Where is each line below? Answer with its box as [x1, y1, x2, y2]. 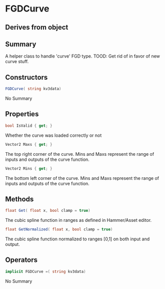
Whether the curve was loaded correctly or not [5, 132, 102, 138]
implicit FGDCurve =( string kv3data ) [5, 269, 86, 274]
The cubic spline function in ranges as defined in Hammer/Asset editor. [5, 217, 152, 223]
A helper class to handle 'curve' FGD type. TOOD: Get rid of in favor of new [5, 53, 160, 59]
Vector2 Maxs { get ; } [5, 142, 52, 147]
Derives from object [5, 23, 68, 32]
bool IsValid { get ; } [5, 123, 52, 128]
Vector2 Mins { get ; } [5, 166, 52, 171]
